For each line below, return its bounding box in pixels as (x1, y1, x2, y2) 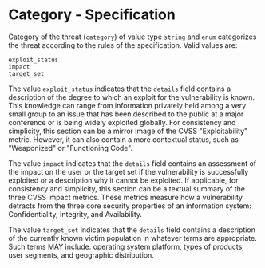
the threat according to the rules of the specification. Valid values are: (8, 40, 238, 49)
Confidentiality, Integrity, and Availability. (8, 209, 142, 219)
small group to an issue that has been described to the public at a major (8, 109, 244, 119)
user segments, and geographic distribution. (8, 250, 154, 260)
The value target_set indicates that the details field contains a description (8, 225, 255, 235)
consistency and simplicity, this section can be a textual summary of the (8, 183, 246, 193)
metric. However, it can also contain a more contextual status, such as (8, 134, 239, 144)
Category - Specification (8, 6, 176, 24)
